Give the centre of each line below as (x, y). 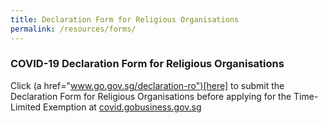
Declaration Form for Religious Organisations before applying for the (151, 96)
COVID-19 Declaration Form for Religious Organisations (147, 64)
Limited (26, 107)
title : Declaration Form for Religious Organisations (125, 19)
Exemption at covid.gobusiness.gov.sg (122, 107)
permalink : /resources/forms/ (73, 29)
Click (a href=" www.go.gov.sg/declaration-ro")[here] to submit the (147, 85)
